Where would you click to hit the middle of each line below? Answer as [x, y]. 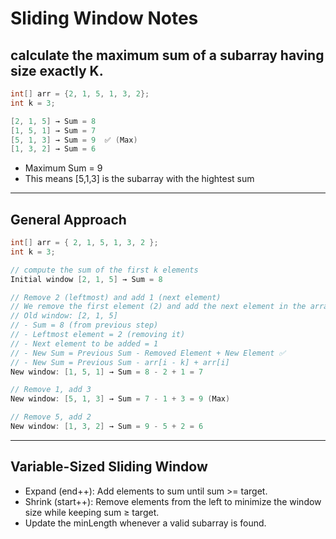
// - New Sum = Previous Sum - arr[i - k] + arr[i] [120, 362]
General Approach [68, 219]
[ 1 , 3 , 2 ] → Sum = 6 [53, 149]
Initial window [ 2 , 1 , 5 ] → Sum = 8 [86, 279]
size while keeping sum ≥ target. [92, 512]
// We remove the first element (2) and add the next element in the [158, 307]
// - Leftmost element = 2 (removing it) [98, 335]
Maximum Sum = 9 [63, 168]
